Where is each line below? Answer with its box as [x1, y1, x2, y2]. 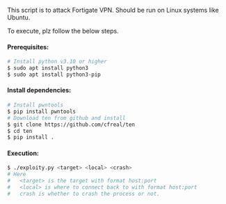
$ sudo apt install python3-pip [7, 71, 101, 78]
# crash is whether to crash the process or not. [7, 190, 160, 197]
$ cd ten [7, 127, 33, 134]
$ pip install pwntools [7, 108, 76, 115]
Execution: [7, 149, 40, 157]
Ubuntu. [7, 13, 31, 22]
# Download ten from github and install [7, 114, 127, 121]
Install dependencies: [7, 86, 72, 95]
